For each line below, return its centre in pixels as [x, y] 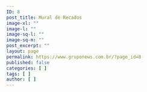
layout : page [23, 51]
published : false [28, 62]
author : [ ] [21, 79]
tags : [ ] [19, 74]
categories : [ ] [27, 68]
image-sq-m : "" [25, 40]
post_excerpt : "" [28, 46]
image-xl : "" [23, 23]
